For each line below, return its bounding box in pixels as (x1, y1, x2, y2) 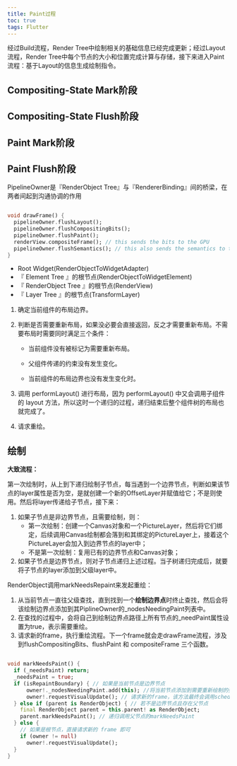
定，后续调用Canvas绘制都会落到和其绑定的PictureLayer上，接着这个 (28, 530, 229, 539)
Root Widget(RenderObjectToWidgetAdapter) (17, 265, 150, 273)
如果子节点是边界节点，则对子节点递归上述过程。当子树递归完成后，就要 (17, 557, 228, 566)
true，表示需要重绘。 (30, 622, 92, 631)
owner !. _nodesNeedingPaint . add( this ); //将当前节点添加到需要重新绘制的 (25, 687, 229, 694)
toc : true (7, 17, 37, 24)
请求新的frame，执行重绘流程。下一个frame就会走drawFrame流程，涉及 (17, 631, 227, 640)
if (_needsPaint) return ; (13, 667, 90, 674)
